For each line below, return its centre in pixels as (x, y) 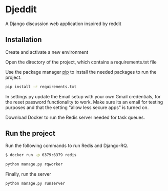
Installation (24, 40)
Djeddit (21, 9)
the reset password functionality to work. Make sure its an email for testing (84, 102)
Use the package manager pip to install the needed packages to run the (81, 72)
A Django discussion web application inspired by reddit (63, 24)
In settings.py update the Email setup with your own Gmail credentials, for (83, 96)
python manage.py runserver (35, 184)
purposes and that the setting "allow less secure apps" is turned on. (77, 107)
